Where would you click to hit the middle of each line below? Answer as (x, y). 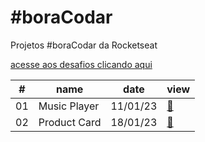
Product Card (70, 122)
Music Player (69, 106)
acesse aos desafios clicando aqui (81, 64)
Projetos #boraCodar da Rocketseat (84, 45)
